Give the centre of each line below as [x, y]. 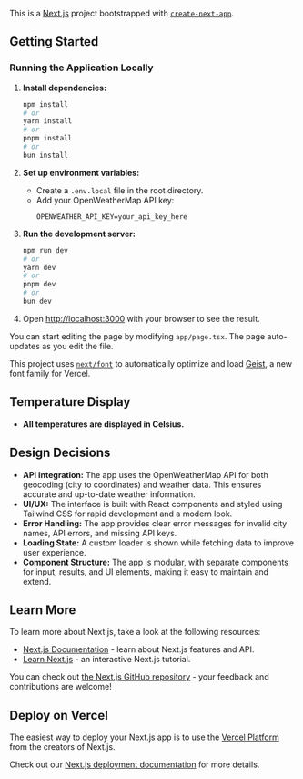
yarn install [47, 121]
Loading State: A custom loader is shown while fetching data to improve [158, 543]
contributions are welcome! [61, 687]
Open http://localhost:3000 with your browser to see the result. [141, 318]
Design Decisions [60, 453]
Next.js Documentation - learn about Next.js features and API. [138, 649]
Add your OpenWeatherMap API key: [105, 200]
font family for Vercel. [50, 373]
